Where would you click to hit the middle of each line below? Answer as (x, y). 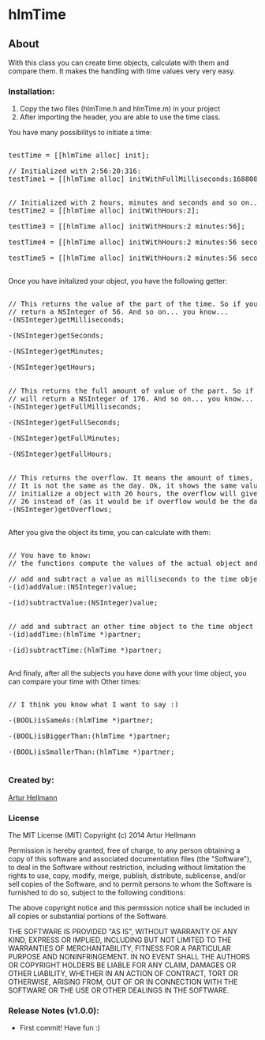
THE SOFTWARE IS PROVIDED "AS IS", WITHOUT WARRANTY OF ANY (123, 931)
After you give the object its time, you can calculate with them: (110, 533)
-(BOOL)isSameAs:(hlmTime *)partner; (81, 720)
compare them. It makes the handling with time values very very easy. (122, 71)
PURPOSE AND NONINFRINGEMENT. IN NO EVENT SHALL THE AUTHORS (129, 956)
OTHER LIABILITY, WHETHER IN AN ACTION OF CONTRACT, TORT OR (123, 973)
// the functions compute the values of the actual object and (133, 563)
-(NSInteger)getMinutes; (56, 352)
